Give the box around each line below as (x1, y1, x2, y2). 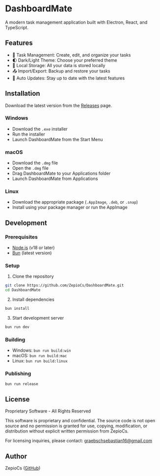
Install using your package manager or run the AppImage (12, 204, 128, 210)
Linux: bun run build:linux (12, 358, 68, 364)
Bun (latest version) (12, 250, 52, 256)
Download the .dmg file (12, 160, 58, 166)
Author (5, 452, 27, 460)
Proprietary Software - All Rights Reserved (5, 408, 91, 414)
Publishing (5, 370, 31, 377)
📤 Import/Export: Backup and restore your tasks (12, 68, 110, 74)
